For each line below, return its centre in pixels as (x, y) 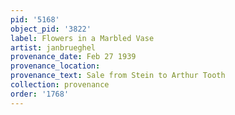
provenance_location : (55, 66)
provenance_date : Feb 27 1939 (73, 57)
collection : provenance (60, 85)
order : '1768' (40, 94)
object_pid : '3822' (51, 29)
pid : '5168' (35, 19)
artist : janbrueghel (53, 47)
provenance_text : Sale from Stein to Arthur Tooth (118, 76)
